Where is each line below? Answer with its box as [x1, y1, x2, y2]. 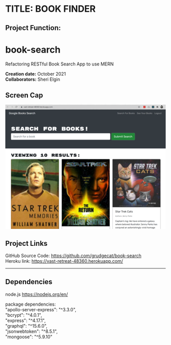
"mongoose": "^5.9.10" [5, 333, 52, 340]
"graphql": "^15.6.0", [5, 323, 47, 329]
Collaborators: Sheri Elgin [5, 76, 60, 82]
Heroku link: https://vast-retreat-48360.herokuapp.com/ [5, 258, 123, 264]
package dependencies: [5, 301, 56, 307]
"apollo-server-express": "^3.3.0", [5, 306, 76, 312]
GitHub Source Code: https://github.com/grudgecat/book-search [5, 252, 141, 259]
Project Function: [5, 24, 61, 32]
